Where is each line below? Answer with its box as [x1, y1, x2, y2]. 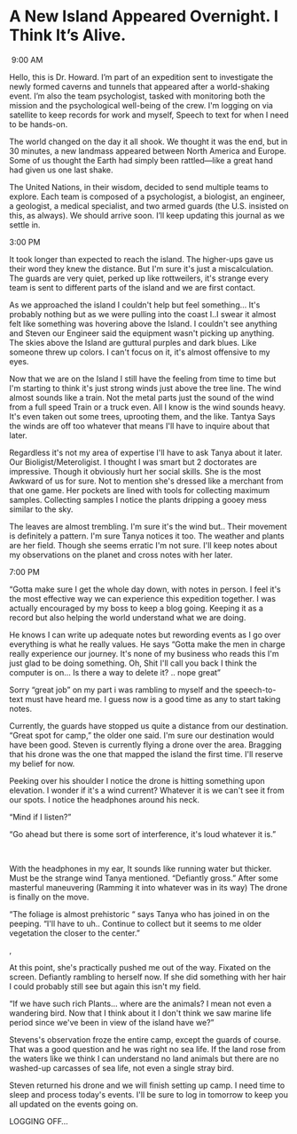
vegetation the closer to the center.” [9, 927, 140, 938]
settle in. [9, 220, 41, 230]
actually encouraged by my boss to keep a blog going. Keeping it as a [9, 603, 264, 613]
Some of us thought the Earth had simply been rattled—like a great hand [9, 155, 273, 165]
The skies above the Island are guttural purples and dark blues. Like [9, 337, 257, 347]
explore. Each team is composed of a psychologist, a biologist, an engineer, [9, 191, 285, 202]
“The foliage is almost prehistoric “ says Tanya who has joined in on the [9, 908, 270, 919]
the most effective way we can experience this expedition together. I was [9, 593, 277, 603]
